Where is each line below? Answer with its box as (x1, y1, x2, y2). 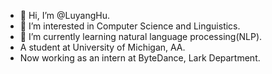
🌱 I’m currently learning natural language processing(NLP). (19, 31, 263, 42)
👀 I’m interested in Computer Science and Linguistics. (19, 20, 241, 32)
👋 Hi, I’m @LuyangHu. (19, 10, 110, 21)
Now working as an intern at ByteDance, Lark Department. (19, 52, 261, 64)
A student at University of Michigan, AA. (19, 41, 186, 53)
